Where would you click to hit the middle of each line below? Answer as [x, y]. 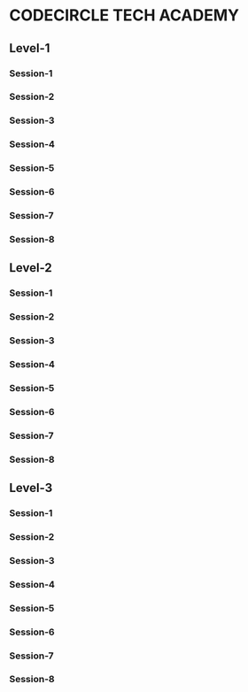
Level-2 [31, 268]
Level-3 [31, 488]
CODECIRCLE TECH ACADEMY [124, 15]
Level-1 [30, 48]
